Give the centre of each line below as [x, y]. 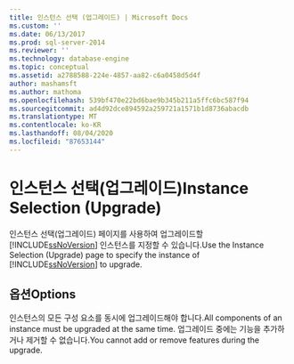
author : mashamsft [43, 84]
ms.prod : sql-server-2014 [57, 42]
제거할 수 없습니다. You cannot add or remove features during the [143, 340]
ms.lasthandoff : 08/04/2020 [61, 133]
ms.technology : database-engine [69, 59]
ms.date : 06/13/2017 [48, 34]
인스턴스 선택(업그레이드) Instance [129, 188]
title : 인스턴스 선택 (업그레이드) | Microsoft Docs [99, 17]
